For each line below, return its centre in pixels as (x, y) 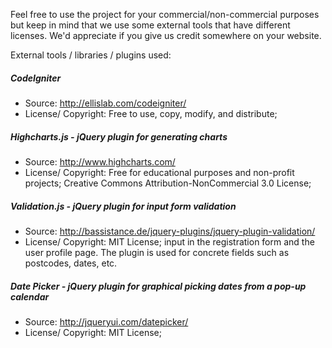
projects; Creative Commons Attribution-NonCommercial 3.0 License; (168, 183)
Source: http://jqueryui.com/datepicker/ (106, 321)
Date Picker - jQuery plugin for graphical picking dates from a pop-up (158, 286)
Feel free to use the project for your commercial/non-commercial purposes (165, 14)
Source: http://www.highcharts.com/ (100, 161)
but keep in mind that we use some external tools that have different (150, 25)
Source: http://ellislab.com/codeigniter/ (105, 103)
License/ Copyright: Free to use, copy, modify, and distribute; (151, 113)
